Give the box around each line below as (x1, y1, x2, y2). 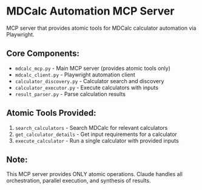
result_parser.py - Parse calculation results (15, 90, 126, 98)
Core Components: (6, 49, 80, 59)
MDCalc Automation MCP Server (6, 4, 175, 18)
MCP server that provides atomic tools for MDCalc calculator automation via (6, 24, 197, 32)
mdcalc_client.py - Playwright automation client (15, 71, 135, 78)
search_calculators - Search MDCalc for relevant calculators (15, 124, 168, 131)
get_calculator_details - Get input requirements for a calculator (15, 131, 178, 138)
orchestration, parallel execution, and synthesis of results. (6, 177, 151, 185)
